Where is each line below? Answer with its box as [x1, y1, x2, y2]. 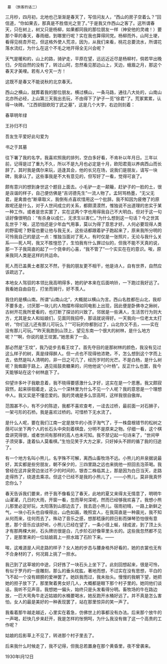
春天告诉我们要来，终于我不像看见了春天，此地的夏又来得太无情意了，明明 [5, 491, 158, 496]
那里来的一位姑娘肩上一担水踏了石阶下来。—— [18, 534, 114, 540]
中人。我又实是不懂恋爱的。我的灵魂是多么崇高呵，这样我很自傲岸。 [5, 392, 145, 398]
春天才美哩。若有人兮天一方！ [5, 68, 66, 74]
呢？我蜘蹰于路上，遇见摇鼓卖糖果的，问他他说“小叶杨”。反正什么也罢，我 [5, 363, 158, 369]
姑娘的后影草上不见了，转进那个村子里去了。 [5, 633, 97, 638]
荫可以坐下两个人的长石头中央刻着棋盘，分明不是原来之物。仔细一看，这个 [5, 426, 158, 432]
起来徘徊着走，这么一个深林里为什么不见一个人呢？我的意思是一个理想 [18, 386, 162, 392]
